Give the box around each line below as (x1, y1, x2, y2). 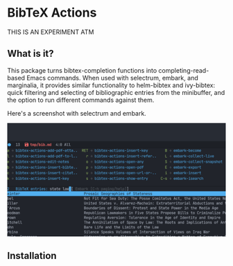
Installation (7, 249, 57, 261)
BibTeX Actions (7, 5, 97, 21)
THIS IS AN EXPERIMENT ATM (7, 28, 94, 36)
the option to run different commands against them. (7, 96, 155, 104)
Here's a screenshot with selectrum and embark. (7, 109, 147, 117)
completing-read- (158, 66, 209, 74)
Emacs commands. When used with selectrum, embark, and (26, 73, 199, 82)
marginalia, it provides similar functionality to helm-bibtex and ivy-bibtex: (7, 81, 216, 89)
